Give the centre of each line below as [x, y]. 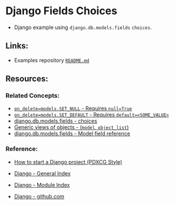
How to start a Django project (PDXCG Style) [68, 162]
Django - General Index [42, 173]
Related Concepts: [33, 96]
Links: [17, 46]
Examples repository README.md [52, 60]
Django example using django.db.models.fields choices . [83, 27]
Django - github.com [39, 196]
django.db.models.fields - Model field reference [72, 134]
